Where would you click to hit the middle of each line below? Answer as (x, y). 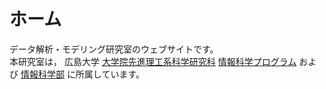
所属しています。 (110, 74)
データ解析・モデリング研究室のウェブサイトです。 (114, 49)
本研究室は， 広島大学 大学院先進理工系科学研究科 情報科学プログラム (153, 61)
